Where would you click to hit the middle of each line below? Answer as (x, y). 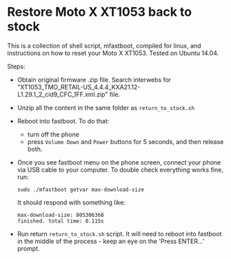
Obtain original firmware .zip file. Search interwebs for (94, 79)
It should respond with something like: (71, 202)
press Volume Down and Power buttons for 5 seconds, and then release (125, 141)
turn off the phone (53, 134)
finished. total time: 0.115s (61, 221)
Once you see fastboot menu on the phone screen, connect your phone (119, 162)
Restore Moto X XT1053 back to (99, 12)
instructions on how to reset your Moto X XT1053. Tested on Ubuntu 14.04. (113, 53)
